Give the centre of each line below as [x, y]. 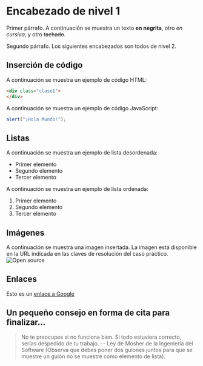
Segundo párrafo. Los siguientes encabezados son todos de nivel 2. [92, 46]
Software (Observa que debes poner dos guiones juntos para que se [107, 350]
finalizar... [26, 322]
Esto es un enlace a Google [40, 294]
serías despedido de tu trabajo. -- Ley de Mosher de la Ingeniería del [107, 343]
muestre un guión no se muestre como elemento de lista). [93, 356]
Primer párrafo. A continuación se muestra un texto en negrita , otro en [95, 28]
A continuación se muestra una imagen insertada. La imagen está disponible [101, 247]
